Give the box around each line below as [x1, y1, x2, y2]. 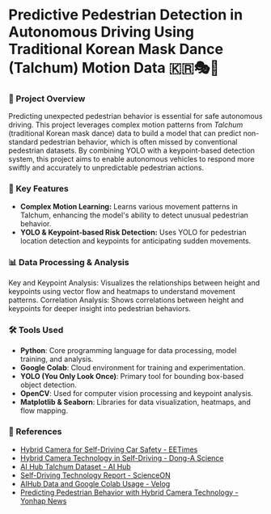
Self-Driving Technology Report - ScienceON [19, 470, 171, 480]
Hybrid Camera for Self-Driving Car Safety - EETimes [19, 444, 198, 454]
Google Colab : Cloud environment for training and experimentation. [19, 363, 246, 373]
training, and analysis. [19, 354, 94, 364]
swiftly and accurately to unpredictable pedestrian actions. [8, 163, 205, 173]
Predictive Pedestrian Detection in [8, 6, 243, 24]
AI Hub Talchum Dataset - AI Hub [19, 461, 131, 471]
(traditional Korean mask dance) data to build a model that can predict [8, 128, 242, 138]
